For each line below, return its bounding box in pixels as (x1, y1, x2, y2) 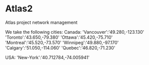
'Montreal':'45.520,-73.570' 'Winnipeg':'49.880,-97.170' (5, 39, 119, 45)
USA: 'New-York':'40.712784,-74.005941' (5, 54, 90, 60)
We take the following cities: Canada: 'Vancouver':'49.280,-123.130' (5, 29, 144, 35)
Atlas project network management (5, 19, 77, 25)
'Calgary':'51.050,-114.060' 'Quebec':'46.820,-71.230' (5, 45, 115, 51)
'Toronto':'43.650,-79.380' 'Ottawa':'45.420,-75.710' (5, 34, 113, 40)
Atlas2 (5, 3, 33, 14)
